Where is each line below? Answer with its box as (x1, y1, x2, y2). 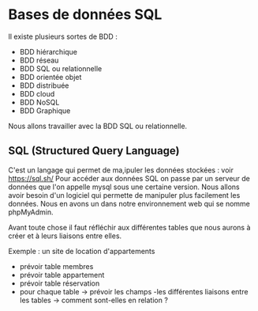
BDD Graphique (19, 105, 71, 116)
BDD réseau (19, 55, 59, 65)
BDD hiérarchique (19, 47, 77, 56)
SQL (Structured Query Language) (8, 144, 180, 157)
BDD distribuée (19, 81, 69, 90)
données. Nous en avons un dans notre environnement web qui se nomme (8, 199, 250, 208)
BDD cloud (19, 89, 55, 98)
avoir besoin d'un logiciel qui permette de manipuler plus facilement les (8, 190, 241, 199)
